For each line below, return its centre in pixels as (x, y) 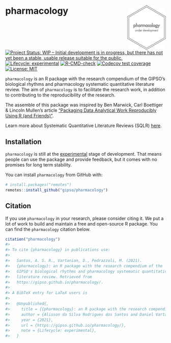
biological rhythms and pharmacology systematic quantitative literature (80, 84)
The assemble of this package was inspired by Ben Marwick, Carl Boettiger (84, 105)
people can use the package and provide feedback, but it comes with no (81, 159)
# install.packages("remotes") (38, 185)
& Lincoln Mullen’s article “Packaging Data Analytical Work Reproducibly (81, 110)
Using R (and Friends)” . (30, 116)
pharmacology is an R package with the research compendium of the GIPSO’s (85, 79)
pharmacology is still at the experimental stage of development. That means (83, 154)
